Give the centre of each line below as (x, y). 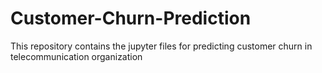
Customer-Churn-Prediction (131, 18)
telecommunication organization (76, 56)
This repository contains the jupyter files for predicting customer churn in (161, 46)
